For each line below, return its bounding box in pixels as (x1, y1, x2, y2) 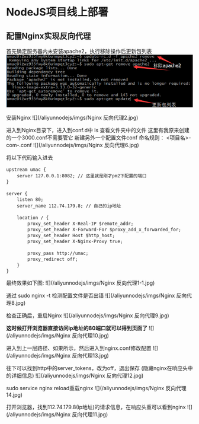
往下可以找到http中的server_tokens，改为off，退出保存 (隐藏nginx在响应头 (6, 365, 188, 372)
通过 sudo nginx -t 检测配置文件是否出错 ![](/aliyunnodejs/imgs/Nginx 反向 (6, 292, 187, 299)
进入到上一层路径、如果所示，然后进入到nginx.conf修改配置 (6, 345, 152, 352)
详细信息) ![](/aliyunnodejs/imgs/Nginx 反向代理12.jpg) (11, 372, 144, 380)
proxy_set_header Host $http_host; (27, 232, 115, 239)
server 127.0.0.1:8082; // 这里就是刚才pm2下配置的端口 (17, 173, 147, 179)
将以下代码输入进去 (6, 154, 53, 161)
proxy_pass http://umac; (27, 250, 89, 257)
